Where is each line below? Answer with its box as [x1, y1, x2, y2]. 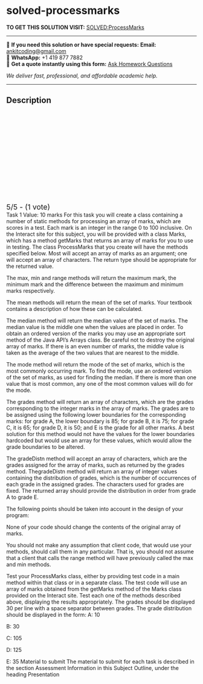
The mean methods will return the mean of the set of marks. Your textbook [6, 299, 192, 306]
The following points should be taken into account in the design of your [6, 505, 184, 512]
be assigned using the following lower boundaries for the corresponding [6, 411, 186, 418]
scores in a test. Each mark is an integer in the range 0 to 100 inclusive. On [6, 224, 192, 231]
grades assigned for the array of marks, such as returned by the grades [6, 461, 185, 469]
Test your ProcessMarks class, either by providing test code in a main [6, 572, 180, 579]
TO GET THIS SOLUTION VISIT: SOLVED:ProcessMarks [6, 24, 145, 31]
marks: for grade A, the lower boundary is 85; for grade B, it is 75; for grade [6, 417, 195, 425]
